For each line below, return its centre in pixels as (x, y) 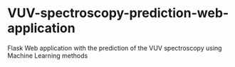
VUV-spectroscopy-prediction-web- (118, 13)
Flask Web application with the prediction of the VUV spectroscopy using (115, 48)
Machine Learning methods (48, 56)
